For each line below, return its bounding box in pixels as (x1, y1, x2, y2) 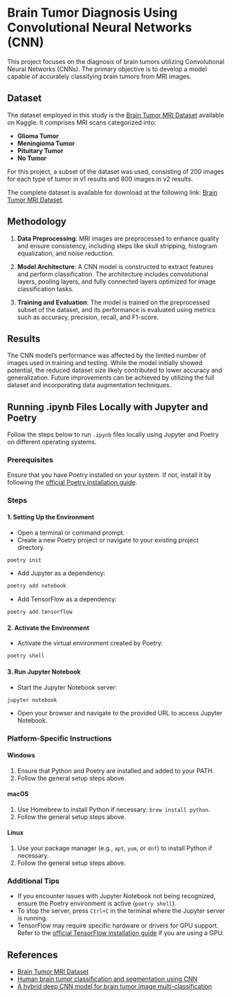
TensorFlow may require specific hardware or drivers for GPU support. (17, 921, 219, 930)
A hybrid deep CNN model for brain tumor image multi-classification (17, 982, 213, 991)
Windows (7, 751, 35, 759)
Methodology (7, 216, 67, 227)
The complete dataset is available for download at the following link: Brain (7, 188, 218, 196)
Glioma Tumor (17, 131, 59, 140)
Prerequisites (7, 455, 53, 465)
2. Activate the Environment (7, 624, 90, 632)
